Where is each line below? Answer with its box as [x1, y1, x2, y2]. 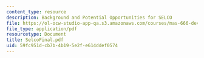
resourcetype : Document [6, 31, 67, 37]
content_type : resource [6, 8, 67, 15]
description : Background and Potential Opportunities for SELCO [6, 14, 172, 21]
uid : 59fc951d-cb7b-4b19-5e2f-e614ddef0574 [6, 43, 118, 49]
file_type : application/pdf [6, 25, 78, 32]
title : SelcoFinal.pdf [6, 37, 64, 43]
